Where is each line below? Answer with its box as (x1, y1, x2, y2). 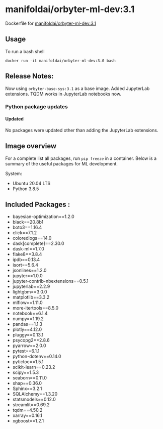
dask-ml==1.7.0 (12, 246, 44, 252)
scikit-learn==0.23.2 (12, 364, 55, 370)
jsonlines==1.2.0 (12, 267, 47, 274)
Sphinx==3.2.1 (12, 385, 42, 392)
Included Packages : (5, 200, 70, 208)
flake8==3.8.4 (12, 251, 42, 258)
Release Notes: (5, 72, 54, 80)
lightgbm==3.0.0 (12, 289, 47, 295)
